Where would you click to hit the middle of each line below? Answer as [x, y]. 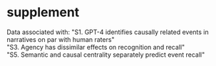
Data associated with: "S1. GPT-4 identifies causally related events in [108, 32]
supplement [43, 12]
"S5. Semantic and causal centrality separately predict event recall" [106, 55]
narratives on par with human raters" [61, 39]
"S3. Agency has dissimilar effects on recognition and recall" [96, 47]
